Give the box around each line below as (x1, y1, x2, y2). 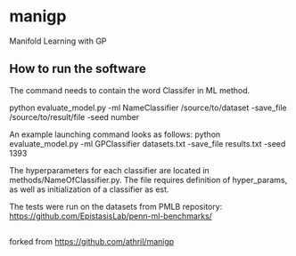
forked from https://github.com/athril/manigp (9, 236, 175, 247)
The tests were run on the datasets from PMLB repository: (9, 201, 223, 212)
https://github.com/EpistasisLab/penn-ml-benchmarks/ (9, 211, 212, 221)
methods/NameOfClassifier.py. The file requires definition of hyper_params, (9, 174, 288, 185)
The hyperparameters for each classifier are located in (9, 164, 210, 175)
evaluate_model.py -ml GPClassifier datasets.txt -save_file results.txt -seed (9, 138, 286, 148)
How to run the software (9, 61, 147, 76)
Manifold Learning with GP (9, 36, 107, 46)
